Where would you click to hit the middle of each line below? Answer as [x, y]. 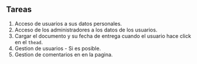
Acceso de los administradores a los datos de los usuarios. [86, 30]
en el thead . [29, 42]
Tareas [19, 10]
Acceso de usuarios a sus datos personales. [68, 23]
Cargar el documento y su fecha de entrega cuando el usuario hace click [103, 36]
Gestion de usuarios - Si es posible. [58, 48]
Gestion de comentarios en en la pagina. [64, 54]
